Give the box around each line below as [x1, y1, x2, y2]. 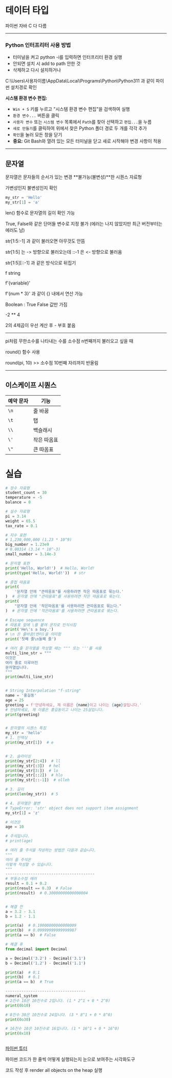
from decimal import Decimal [5, 946, 68, 951]
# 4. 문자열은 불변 [5, 801, 40, 806]
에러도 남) [5, 227, 25, 233]
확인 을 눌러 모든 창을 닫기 [12, 132, 62, 138]
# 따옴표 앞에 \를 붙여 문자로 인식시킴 [5, 622, 77, 627]
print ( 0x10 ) [5, 1031, 31, 1036]
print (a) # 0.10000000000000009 [5, 923, 77, 928]
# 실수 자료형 [5, 509, 30, 514]
